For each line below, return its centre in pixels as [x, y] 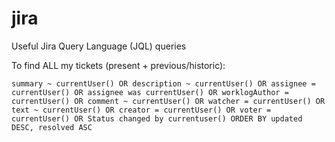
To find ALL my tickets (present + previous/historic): [118, 65]
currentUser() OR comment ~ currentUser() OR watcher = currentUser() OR [168, 101]
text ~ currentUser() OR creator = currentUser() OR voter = [141, 110]
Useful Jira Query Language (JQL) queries [99, 46]
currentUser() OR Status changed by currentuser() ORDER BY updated [157, 118]
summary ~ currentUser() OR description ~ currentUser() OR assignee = [163, 83]
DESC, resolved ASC [52, 127]
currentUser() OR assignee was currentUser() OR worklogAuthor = [150, 92]
